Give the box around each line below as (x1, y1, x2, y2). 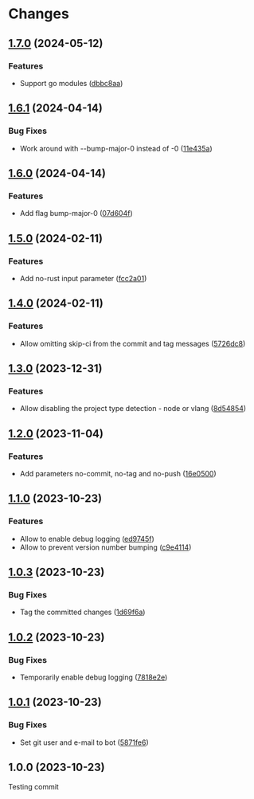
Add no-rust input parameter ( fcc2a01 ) (19, 273, 147, 283)
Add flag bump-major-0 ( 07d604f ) (19, 209, 133, 218)
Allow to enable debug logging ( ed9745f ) (19, 534, 155, 543)
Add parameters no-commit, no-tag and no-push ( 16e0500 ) (19, 469, 217, 478)
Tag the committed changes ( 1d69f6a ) (19, 607, 146, 617)
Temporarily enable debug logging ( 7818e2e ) (19, 672, 168, 682)
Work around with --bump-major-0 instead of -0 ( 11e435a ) (19, 143, 213, 153)
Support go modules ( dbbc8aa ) (19, 78, 123, 88)
